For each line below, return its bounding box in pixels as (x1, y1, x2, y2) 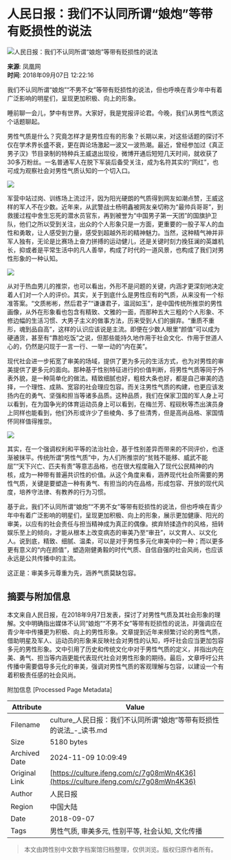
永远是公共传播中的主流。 (7, 554, 80, 562)
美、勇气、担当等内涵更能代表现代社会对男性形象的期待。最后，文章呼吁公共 (7, 653, 224, 662)
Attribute (12, 702, 43, 712)
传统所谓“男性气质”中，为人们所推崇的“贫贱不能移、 (36, 453, 184, 462)
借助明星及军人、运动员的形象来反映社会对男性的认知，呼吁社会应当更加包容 (7, 636, 224, 644)
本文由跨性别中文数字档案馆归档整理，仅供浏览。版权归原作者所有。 (23, 845, 217, 853)
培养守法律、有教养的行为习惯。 (19, 487, 110, 496)
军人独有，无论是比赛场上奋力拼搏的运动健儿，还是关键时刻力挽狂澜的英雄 (7, 237, 218, 245)
